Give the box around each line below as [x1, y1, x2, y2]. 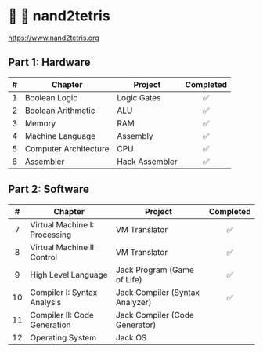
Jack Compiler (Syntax [116, 286, 200, 297]
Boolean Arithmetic [24, 105, 95, 116]
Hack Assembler [117, 156, 178, 167]
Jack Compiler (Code [116, 309, 194, 320]
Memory [24, 118, 56, 129]
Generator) [116, 319, 157, 330]
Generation [30, 319, 71, 330]
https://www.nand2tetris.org [8, 33, 99, 42]
